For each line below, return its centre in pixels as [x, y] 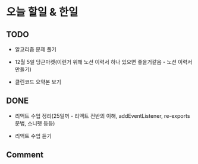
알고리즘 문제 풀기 [35, 49]
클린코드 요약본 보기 [38, 82]
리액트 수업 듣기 [33, 136]
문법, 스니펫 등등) [35, 123]
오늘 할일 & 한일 [42, 12]
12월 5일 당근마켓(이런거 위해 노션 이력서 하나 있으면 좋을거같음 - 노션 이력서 [103, 62]
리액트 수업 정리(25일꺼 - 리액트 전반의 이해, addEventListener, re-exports [102, 115]
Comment [25, 155]
